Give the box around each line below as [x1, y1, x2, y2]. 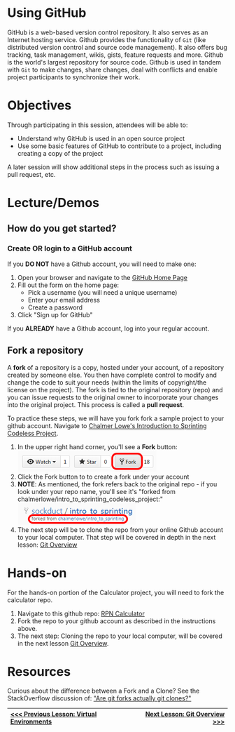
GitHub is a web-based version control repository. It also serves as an [7, 28, 208, 36]
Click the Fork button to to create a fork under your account [17, 472, 190, 481]
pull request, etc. [7, 170, 56, 178]
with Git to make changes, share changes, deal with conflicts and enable [7, 65, 218, 74]
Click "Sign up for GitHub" [17, 310, 93, 319]
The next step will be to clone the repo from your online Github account [17, 525, 224, 534]
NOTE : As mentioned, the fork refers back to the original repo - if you [17, 479, 218, 488]
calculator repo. [7, 595, 53, 604]
